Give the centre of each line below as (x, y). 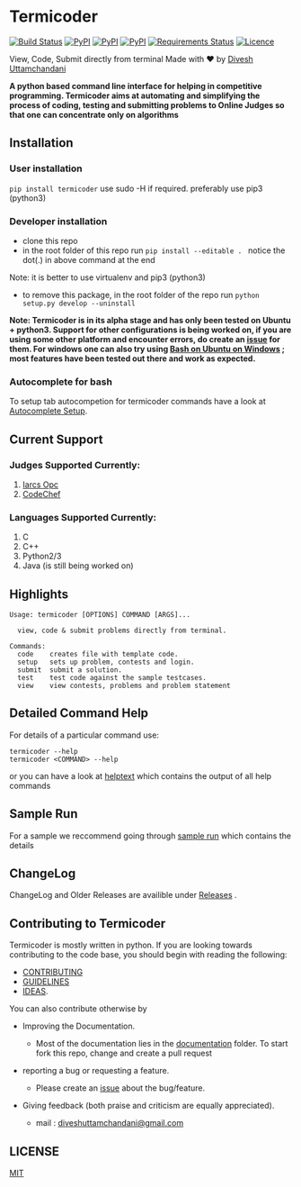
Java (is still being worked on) (78, 566)
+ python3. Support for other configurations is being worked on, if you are (150, 330)
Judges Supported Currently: (75, 465)
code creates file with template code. (98, 655)
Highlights (39, 594)
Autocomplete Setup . (49, 411)
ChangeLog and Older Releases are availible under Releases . (123, 895)
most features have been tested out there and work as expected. (133, 358)
